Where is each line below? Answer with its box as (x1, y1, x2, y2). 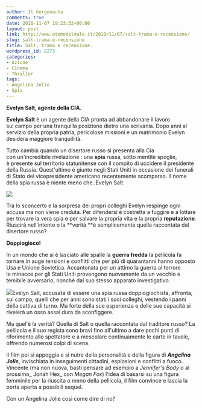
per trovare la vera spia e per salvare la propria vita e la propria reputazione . (6, 215, 197, 222)
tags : (6, 76, 20, 82)
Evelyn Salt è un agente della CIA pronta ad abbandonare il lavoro (6, 115, 171, 123)
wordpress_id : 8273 (6, 48, 55, 54)
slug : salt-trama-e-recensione (6, 37, 85, 43)
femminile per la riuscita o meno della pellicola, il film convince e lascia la (6, 377, 188, 384)
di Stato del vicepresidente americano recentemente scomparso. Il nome (6, 172, 187, 180)
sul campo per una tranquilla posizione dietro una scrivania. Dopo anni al (6, 122, 188, 129)
